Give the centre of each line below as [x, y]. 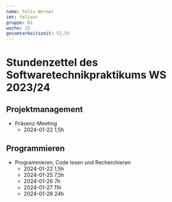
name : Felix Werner [30, 11]
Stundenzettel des [52, 63]
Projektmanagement [45, 109]
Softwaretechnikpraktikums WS [86, 75]
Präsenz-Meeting [36, 124]
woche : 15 [18, 28]
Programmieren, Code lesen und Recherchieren [73, 162]
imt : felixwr [22, 17]
